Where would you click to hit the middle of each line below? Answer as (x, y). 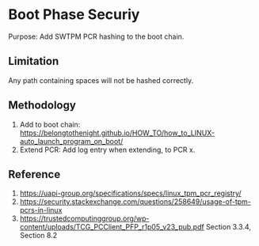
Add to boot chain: (50, 124)
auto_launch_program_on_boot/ (71, 141)
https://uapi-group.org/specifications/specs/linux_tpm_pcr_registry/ (130, 193)
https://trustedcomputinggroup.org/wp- (84, 218)
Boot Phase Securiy (74, 15)
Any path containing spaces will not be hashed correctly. (101, 80)
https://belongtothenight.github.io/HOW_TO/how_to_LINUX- (117, 133)
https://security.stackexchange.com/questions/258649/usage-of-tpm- (135, 202)
